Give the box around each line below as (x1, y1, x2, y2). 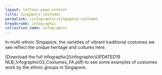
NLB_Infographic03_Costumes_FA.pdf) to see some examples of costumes (5, 59, 158, 65)
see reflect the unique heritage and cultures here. (5, 44, 106, 50)
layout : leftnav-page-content (5, 7, 68, 12)
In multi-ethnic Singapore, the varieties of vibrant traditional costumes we (5, 39, 155, 45)
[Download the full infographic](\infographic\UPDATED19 (5, 54, 121, 60)
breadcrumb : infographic (5, 21, 56, 26)
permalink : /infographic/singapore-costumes (5, 16, 98, 21)
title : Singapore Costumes (5, 12, 61, 17)
